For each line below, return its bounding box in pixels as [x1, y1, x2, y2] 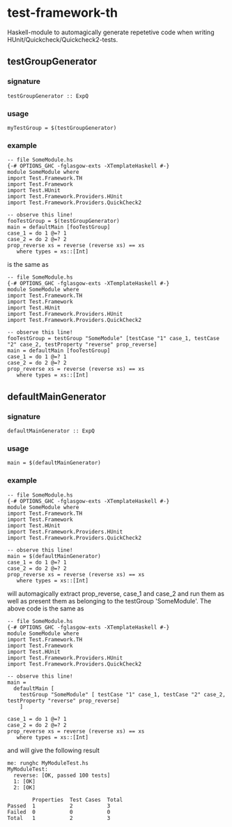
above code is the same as [7, 604, 84, 613]
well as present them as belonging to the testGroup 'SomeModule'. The [7, 597, 212, 605]
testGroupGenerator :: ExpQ [7, 92, 89, 99]
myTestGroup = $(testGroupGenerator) [7, 124, 117, 131]
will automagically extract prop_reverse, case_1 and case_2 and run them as [7, 589, 225, 598]
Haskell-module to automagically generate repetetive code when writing [7, 28, 215, 36]
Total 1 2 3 [7, 814, 111, 821]
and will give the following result [7, 746, 100, 754]
